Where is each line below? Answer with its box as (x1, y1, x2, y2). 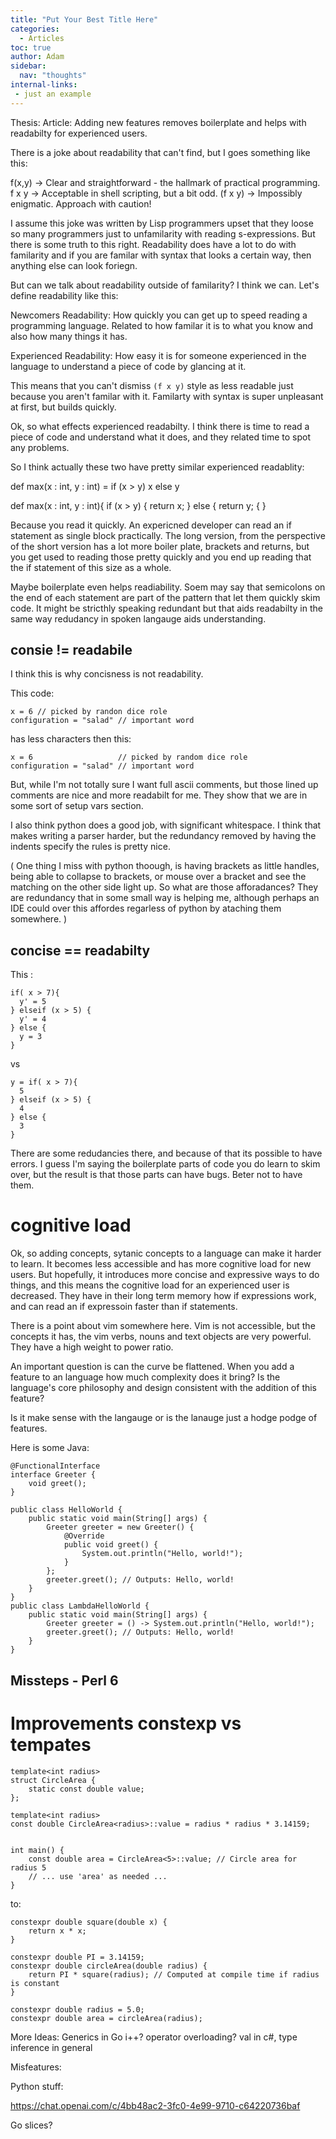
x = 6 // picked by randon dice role (10, 707, 168, 717)
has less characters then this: (10, 733, 132, 745)
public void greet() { (63, 1540, 159, 1550)
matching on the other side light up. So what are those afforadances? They (10, 881, 319, 893)
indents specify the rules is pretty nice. (10, 841, 171, 853)
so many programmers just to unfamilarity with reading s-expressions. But (10, 227, 316, 240)
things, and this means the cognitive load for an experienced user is (10, 1279, 290, 1291)
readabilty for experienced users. (10, 127, 148, 139)
